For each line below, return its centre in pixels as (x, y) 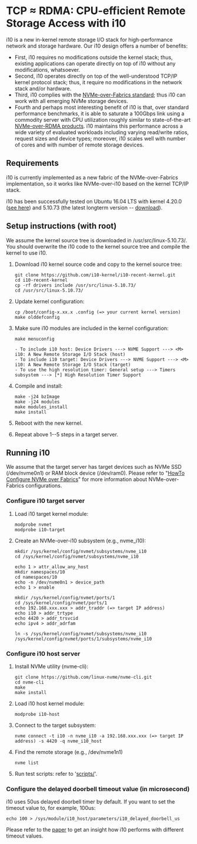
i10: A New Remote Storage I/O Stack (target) (73, 365)
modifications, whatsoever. (47, 69)
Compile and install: (39, 386)
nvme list (27, 763)
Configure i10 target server (46, 501)
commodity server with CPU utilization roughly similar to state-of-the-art (103, 119)
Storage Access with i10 (66, 23)
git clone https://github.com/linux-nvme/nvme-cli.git (83, 677)
